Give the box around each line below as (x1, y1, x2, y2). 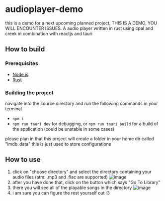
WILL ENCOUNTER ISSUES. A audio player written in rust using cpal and (5, 25, 153, 31)
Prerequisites (5, 60, 38, 67)
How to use (5, 156, 41, 164)
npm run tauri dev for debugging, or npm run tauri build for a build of (12, 121, 159, 127)
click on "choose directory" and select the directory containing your (12, 169, 152, 175)
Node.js (12, 71, 29, 77)
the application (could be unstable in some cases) (12, 126, 115, 132)
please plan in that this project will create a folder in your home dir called (5, 136, 154, 142)
